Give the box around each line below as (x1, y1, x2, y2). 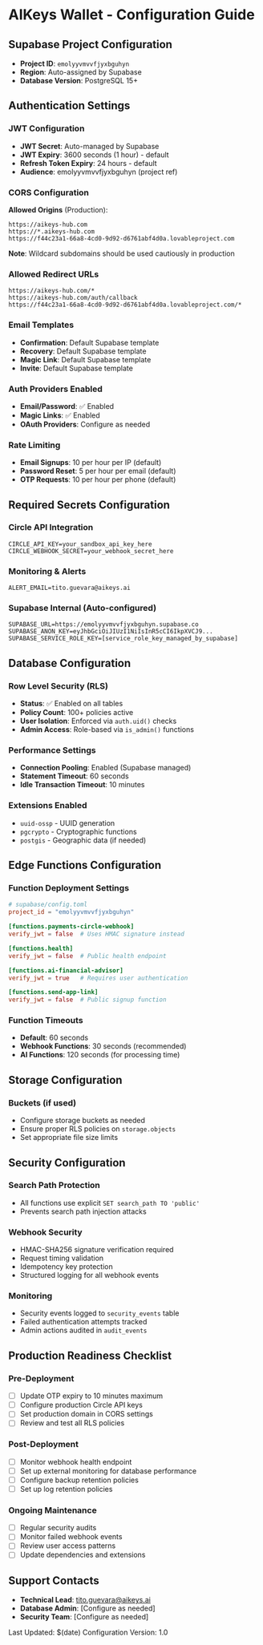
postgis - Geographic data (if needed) (19, 835, 147, 845)
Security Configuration (8, 1156, 126, 1170)
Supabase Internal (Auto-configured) (8, 603, 157, 614)
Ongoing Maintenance (8, 1505, 98, 1516)
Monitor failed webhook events (19, 1532, 123, 1542)
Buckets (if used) (8, 1097, 77, 1108)
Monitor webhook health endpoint (19, 1457, 132, 1466)
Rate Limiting (8, 439, 61, 451)
